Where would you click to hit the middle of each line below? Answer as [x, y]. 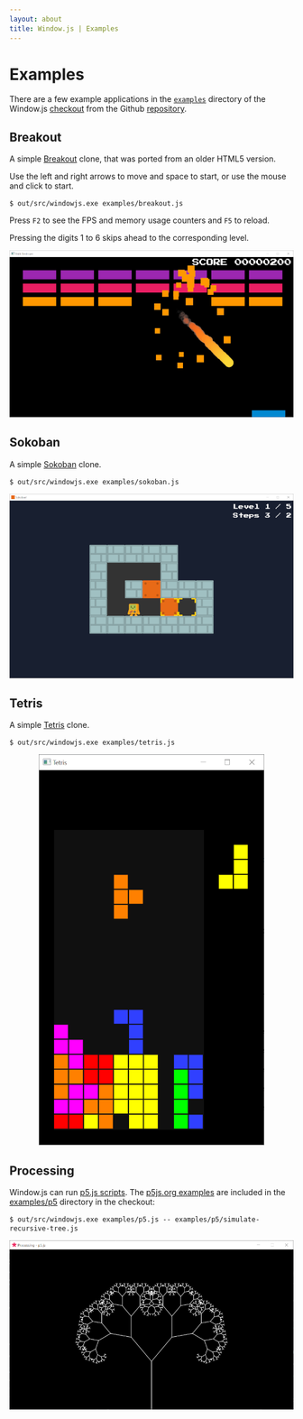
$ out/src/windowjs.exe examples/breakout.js [96, 204]
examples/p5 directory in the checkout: [82, 1202]
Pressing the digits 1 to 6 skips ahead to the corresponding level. [129, 238]
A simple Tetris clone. [50, 725]
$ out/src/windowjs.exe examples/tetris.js [92, 743]
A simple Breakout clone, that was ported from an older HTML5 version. [143, 159]
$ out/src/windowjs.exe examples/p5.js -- [90, 1220]
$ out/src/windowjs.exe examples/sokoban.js [94, 482]
